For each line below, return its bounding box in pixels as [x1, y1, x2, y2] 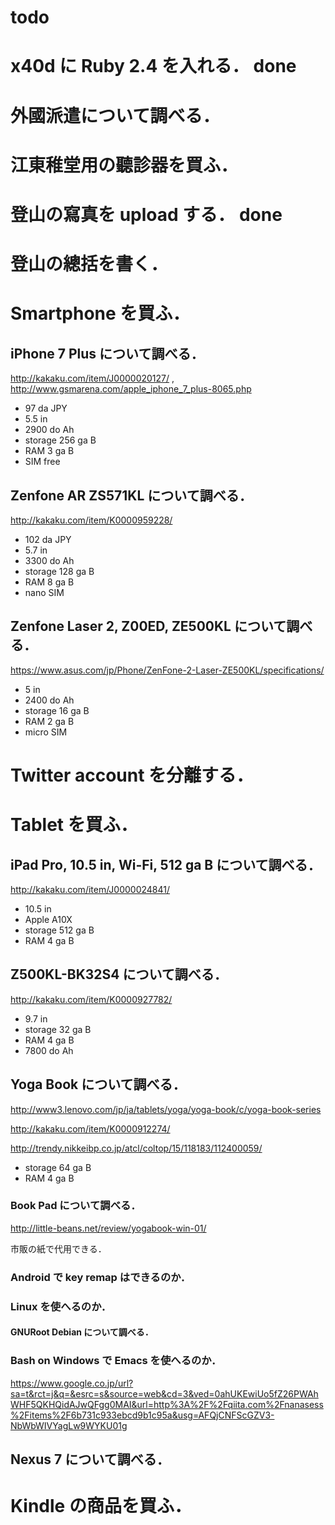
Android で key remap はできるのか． [10, 1270, 192, 1284]
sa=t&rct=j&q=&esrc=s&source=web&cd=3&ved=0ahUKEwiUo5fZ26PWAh [10, 1387, 319, 1400]
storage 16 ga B [24, 704, 90, 716]
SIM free [24, 456, 61, 468]
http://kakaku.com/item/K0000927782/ [10, 993, 173, 1005]
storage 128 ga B [24, 565, 95, 577]
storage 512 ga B [24, 924, 95, 936]
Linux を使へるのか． [10, 1299, 112, 1313]
